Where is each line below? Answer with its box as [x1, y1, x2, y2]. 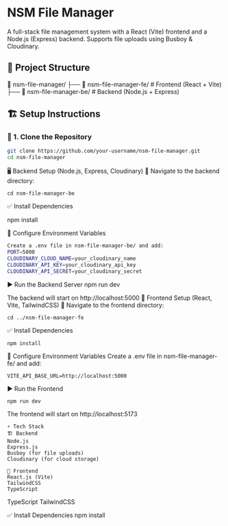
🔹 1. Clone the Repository [7, 132, 92, 142]
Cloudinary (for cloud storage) [7, 455, 99, 462]
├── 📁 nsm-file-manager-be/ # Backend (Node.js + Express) [7, 87, 180, 95]
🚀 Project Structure [7, 62, 90, 73]
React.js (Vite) [7, 473, 53, 481]
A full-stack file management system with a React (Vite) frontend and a [7, 27, 207, 36]
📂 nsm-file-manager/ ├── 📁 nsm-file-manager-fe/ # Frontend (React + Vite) [7, 80, 222, 88]
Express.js [7, 444, 38, 451]
